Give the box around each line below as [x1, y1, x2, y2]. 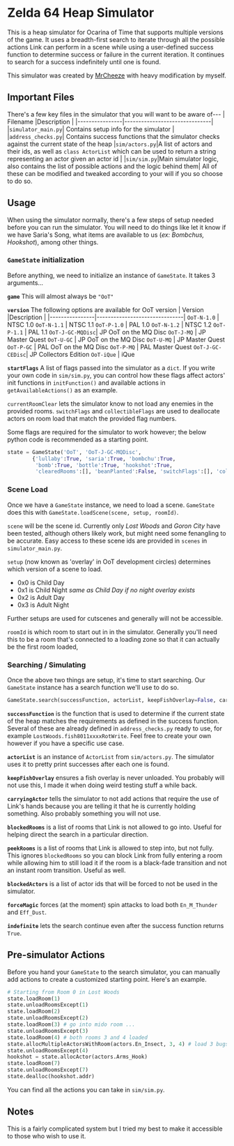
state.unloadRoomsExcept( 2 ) [7, 1015, 89, 1022]
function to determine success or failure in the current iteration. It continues [7, 50, 225, 59]
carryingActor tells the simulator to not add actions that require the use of [7, 794, 219, 802]
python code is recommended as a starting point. [7, 435, 148, 443]
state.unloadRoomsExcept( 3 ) [7, 1027, 89, 1034]
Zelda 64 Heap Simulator [7, 5, 155, 21]
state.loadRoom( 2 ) [7, 1008, 61, 1015]
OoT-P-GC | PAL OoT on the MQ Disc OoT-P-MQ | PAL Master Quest [7, 342, 192, 351]
